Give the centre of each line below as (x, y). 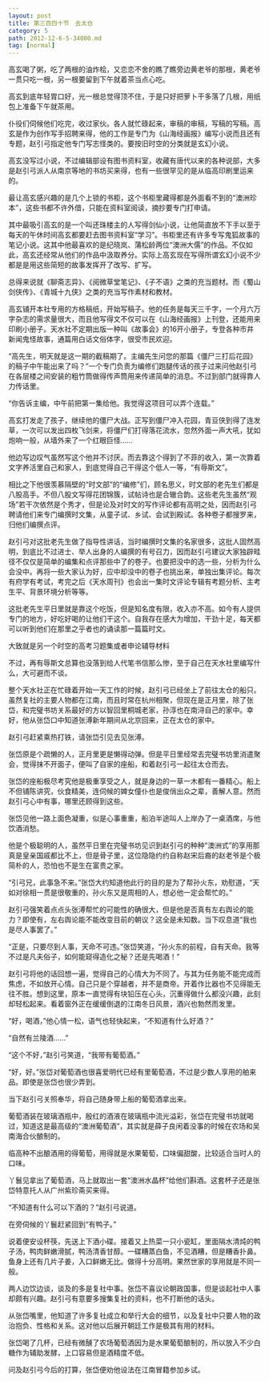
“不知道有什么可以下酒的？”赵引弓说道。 (75, 1207)
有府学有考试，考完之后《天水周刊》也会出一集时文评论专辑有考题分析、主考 (134, 582)
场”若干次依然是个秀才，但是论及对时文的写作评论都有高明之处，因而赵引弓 (133, 505)
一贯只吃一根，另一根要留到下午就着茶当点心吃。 (89, 79)
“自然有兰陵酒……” (38, 1038)
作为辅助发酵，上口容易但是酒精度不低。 (82, 1353)
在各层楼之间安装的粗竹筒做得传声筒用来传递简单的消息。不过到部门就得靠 (131, 376)
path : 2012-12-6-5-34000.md (55, 38)
